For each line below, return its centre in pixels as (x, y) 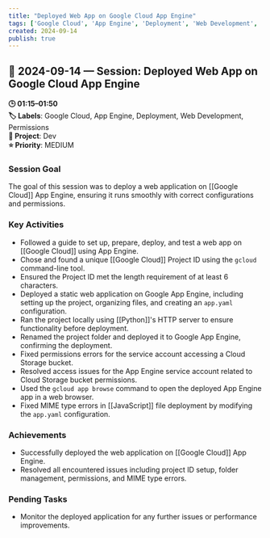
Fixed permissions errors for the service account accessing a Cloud (133, 354)
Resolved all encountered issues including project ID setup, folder (129, 469)
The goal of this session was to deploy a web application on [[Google (123, 187)
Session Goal (35, 169)
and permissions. (37, 204)
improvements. (45, 525)
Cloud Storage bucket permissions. (79, 380)
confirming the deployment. (66, 345)
